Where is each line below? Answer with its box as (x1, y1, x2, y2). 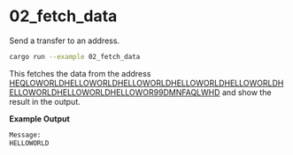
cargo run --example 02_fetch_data (9, 52, 141, 61)
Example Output (9, 113, 71, 124)
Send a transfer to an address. (9, 35, 120, 46)
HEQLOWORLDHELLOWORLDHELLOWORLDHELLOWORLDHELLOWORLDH (9, 77, 284, 88)
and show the (221, 86, 272, 98)
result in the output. (9, 96, 81, 107)
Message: (9, 130, 42, 139)
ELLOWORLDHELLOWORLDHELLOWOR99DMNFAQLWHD (9, 86, 220, 98)
